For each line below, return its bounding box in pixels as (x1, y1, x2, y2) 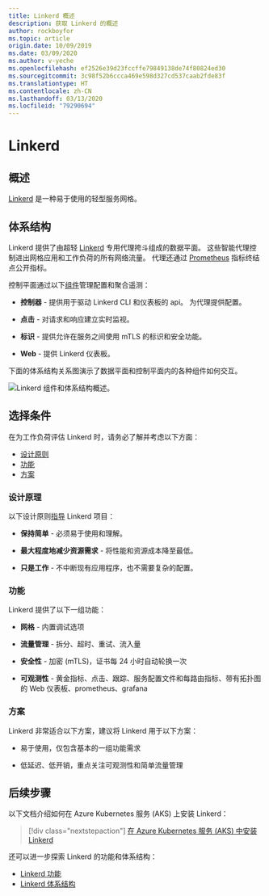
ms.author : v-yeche (8, 57, 74, 65)
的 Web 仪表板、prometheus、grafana (19, 684, 148, 693)
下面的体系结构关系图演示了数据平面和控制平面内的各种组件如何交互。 (8, 365, 242, 376)
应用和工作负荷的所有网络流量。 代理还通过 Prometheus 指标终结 (43, 252, 260, 263)
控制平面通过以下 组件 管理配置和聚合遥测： (8, 280, 150, 289)
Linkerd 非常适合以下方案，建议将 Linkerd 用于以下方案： (8, 726, 199, 735)
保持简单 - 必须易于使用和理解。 (19, 528, 128, 538)
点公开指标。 (8, 263, 51, 272)
